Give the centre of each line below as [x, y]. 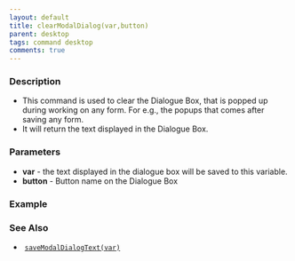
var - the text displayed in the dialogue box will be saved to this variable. [155, 171]
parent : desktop [39, 34]
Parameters [35, 152]
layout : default [39, 17]
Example [28, 203]
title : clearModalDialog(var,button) [79, 26]
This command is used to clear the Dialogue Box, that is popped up [145, 101]
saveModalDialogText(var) [72, 248]
